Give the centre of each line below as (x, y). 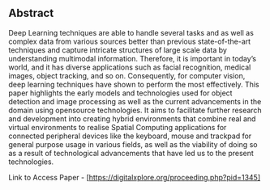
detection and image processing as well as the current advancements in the (135, 101)
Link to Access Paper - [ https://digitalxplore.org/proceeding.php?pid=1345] (135, 177)
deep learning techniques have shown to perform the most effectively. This (134, 84)
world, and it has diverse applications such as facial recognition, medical (130, 67)
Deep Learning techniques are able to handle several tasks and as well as (131, 32)
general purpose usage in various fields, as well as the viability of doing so (133, 144)
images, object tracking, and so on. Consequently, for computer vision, (127, 75)
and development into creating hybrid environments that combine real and (132, 118)
